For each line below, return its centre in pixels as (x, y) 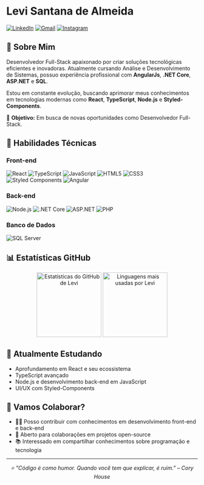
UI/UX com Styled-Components (55, 388)
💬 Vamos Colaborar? (46, 408)
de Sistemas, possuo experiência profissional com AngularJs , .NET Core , (99, 75)
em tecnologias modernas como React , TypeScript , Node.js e (84, 99)
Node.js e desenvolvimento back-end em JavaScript (81, 382)
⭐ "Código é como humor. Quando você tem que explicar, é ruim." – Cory (102, 468)
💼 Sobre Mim (31, 47)
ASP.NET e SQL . (27, 81)
